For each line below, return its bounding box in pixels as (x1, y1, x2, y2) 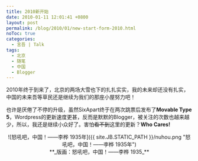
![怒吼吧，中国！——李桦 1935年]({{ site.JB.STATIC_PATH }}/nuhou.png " (8, 134, 186, 141)
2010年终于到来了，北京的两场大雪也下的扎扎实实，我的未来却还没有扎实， (6, 86, 189, 94)
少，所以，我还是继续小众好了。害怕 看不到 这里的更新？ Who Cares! (6, 121, 170, 128)
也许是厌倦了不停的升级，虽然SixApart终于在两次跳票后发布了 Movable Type (6, 106, 192, 113)
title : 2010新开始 (6, 8, 49, 15)
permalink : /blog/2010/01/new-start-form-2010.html (6, 25, 136, 31)
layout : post (6, 20, 38, 25)
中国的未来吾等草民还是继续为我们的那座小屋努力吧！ (6, 94, 136, 101)
